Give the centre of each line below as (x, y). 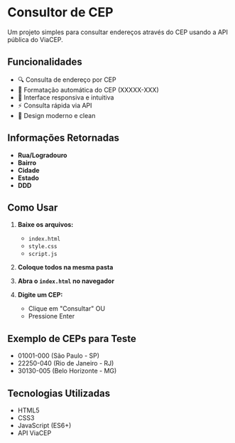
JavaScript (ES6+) (44, 425)
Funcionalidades (45, 62)
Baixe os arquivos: (45, 225)
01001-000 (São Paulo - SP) (59, 356)
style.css (43, 247)
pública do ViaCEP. (35, 39)
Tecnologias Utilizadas (59, 393)
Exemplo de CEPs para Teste (72, 338)
